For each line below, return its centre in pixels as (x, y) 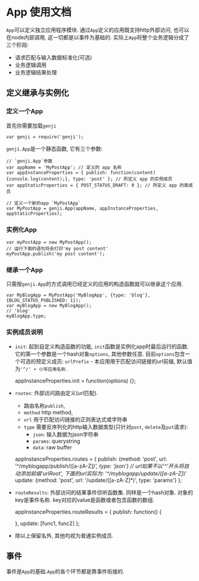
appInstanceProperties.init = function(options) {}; (75, 380)
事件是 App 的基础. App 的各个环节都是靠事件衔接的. (66, 571)
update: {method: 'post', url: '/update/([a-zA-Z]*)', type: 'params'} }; (98, 480)
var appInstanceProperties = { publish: (57, 173)
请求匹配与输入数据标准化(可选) (53, 57)
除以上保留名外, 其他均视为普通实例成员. (64, 535)
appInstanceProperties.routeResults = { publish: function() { (88, 512)
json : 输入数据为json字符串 (66, 434)
